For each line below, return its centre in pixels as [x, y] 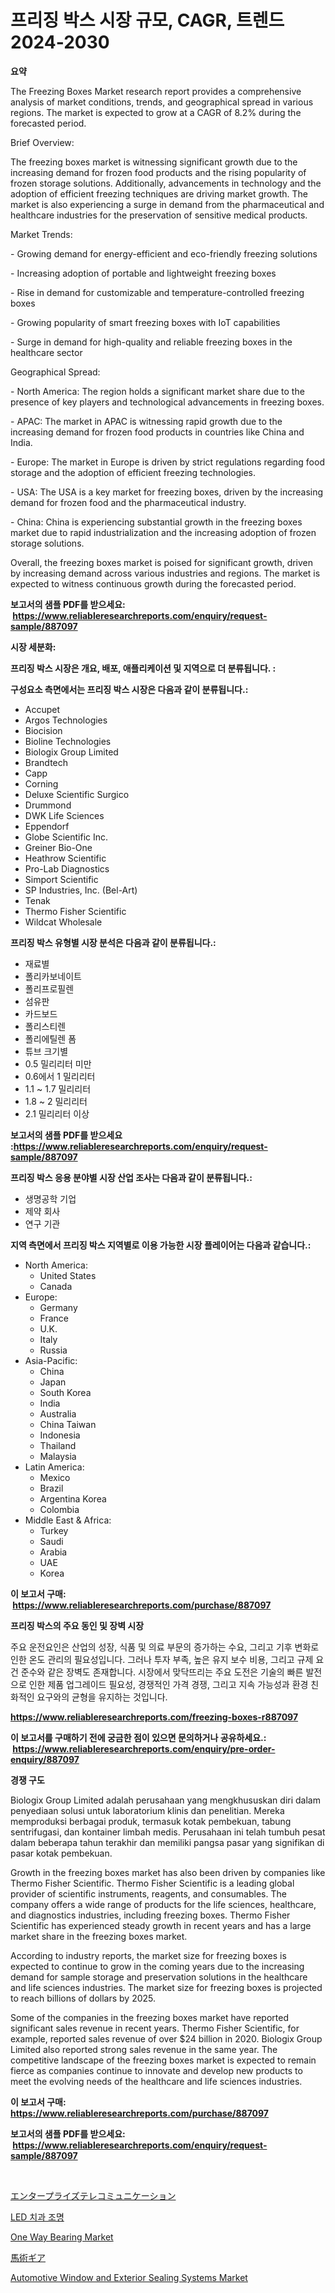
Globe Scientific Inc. [66, 837]
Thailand [58, 1445]
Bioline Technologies [68, 741]
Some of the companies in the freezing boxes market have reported [149, 2017]
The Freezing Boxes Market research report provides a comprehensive [156, 91]
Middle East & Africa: [68, 1520]
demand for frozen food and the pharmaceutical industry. [128, 502]
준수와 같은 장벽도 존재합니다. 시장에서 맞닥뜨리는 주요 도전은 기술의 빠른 [162, 1672]
